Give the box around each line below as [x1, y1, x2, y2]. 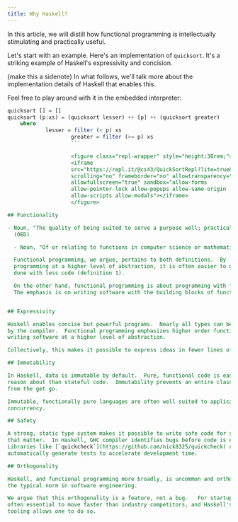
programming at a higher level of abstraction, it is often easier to [13, 263, 227, 270]
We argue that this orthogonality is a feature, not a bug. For [7, 494, 208, 502]
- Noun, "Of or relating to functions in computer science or [13, 243, 201, 251]
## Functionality [7, 211, 59, 219]
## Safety [7, 417, 37, 424]
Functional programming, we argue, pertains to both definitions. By [13, 256, 227, 264]
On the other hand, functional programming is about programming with [13, 282, 227, 289]
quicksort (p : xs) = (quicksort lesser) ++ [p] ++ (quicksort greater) [7, 114, 220, 121]
